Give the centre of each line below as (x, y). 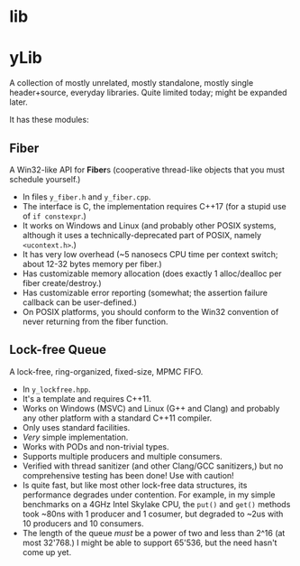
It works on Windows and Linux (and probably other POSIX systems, (149, 225)
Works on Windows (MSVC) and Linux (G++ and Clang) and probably (151, 408)
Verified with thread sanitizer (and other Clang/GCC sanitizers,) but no (153, 466)
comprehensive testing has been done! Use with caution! (128, 475)
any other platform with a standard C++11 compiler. (117, 418)
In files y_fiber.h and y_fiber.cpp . (86, 197)
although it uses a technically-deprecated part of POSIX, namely (142, 235)
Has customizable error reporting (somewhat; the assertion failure (145, 292)
